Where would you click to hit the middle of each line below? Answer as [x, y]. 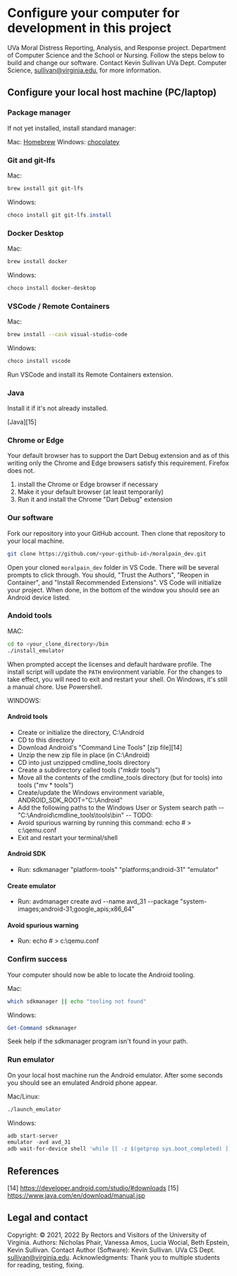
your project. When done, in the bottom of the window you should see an [114, 590]
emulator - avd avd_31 [39, 1142]
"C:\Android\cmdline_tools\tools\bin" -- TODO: [85, 815]
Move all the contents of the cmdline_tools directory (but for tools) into [120, 777]
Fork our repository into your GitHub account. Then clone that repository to [116, 533]
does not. [21, 471]
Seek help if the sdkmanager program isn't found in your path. [98, 1041]
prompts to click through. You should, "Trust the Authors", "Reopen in [108, 575]
